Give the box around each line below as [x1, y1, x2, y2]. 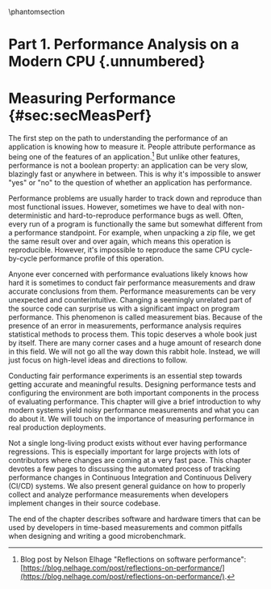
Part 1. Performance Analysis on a [8, 36, 240, 53]
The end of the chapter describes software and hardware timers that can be [8, 514, 261, 523]
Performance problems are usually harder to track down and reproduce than [8, 193, 262, 203]
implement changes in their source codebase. [8, 498, 161, 508]
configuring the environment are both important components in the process [8, 388, 260, 397]
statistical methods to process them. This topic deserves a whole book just [8, 329, 257, 339]
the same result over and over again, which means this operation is [8, 236, 231, 246]
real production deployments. [8, 422, 106, 432]
